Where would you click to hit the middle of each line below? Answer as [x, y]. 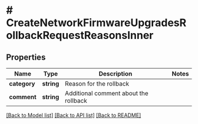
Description [115, 74]
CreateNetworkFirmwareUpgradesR [96, 23]
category [22, 84]
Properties [26, 57]
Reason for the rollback [97, 84]
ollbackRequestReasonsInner [80, 35]
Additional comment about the [106, 93]
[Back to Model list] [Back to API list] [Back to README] [74, 115]
